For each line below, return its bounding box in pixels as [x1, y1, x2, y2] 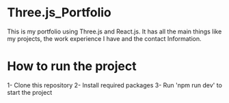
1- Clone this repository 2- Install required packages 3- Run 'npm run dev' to [7, 80, 222, 89]
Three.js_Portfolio [7, 5, 111, 20]
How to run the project [7, 59, 137, 74]
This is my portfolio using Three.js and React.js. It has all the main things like [7, 27, 222, 35]
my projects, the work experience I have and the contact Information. [7, 34, 202, 42]
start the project [7, 88, 53, 96]
